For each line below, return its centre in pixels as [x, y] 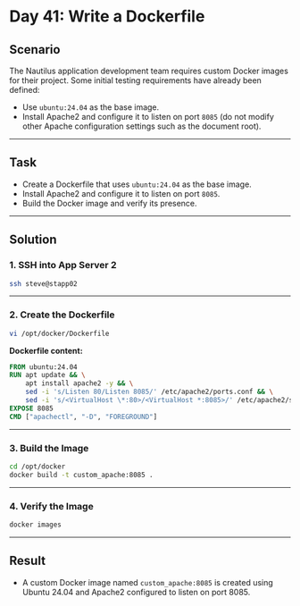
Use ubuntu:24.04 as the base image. [91, 107]
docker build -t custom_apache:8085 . [81, 475]
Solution [33, 240]
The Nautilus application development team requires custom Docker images [149, 71]
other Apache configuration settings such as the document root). [142, 126]
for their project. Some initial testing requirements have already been [135, 80]
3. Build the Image [49, 448]
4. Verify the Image [51, 506]
